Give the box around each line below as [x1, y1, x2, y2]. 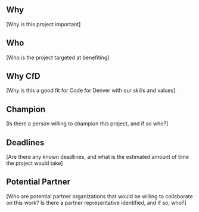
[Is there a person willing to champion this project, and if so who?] [6, 120, 169, 127]
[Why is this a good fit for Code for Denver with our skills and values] [6, 87, 176, 94]
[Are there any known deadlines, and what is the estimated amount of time [6, 153, 189, 161]
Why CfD [6, 71, 41, 81]
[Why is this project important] [6, 20, 81, 27]
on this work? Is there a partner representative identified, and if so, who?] [6, 199, 186, 206]
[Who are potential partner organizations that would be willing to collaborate [6, 192, 193, 199]
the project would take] [6, 159, 63, 167]
